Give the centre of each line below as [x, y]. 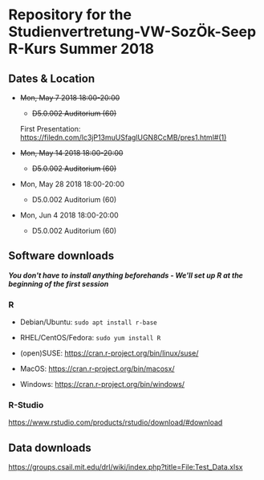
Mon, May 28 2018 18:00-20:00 [72, 184]
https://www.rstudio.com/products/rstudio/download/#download [116, 422]
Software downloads [61, 256]
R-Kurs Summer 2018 [81, 49]
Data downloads [50, 447]
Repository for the [70, 15]
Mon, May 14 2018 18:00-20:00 [71, 153]
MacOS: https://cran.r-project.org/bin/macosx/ [97, 369]
